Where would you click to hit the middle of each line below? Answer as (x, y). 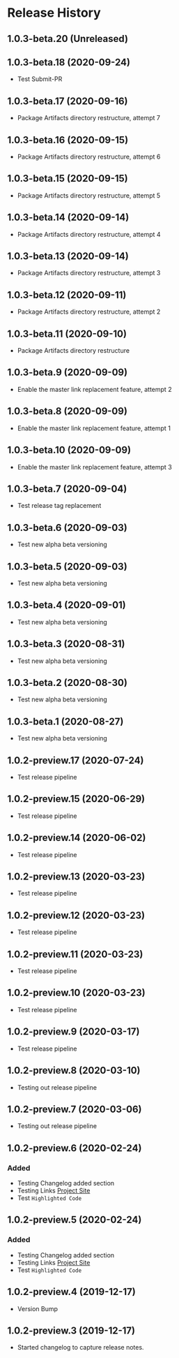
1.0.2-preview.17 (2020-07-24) (76, 760)
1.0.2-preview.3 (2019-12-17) (71, 1330)
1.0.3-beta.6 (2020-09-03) (67, 528)
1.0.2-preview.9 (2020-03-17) (73, 1032)
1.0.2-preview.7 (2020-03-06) (75, 1109)
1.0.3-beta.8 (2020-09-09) (67, 411)
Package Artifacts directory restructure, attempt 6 (89, 157)
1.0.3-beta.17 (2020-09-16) (68, 101)
